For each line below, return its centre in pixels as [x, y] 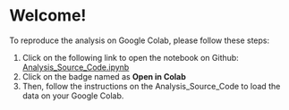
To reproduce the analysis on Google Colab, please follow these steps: [140, 40]
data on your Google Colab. [73, 96]
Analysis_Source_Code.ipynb [76, 67]
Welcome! [48, 16]
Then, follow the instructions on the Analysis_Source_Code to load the [151, 86]
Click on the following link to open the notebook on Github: [130, 57]
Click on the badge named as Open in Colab [104, 76]
